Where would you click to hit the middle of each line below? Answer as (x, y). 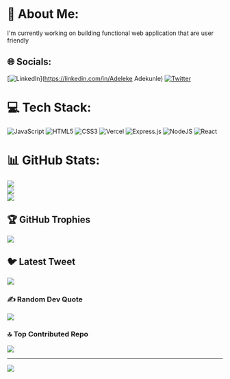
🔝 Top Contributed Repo (48, 334)
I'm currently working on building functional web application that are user (111, 33)
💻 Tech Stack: (49, 107)
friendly (18, 40)
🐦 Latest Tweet (41, 261)
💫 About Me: (43, 14)
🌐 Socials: (29, 62)
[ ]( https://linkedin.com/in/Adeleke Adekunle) (85, 78)
